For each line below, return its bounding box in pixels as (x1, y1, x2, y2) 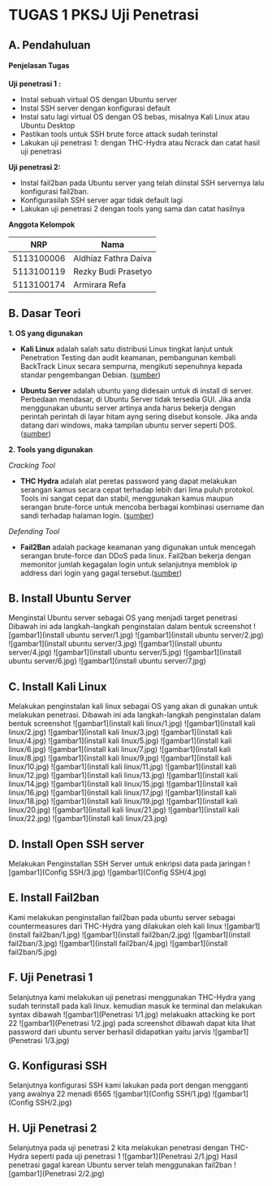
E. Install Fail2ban (8, 891, 100, 905)
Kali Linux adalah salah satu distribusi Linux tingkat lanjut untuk (19, 344, 234, 354)
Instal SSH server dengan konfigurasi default (19, 103, 171, 113)
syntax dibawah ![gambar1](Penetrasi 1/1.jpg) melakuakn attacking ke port (8, 1010, 256, 1019)
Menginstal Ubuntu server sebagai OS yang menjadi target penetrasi (8, 613, 238, 623)
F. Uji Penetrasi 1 (8, 971, 93, 984)
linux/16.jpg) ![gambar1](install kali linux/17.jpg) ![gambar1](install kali (8, 788, 237, 797)
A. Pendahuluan (8, 38, 91, 52)
